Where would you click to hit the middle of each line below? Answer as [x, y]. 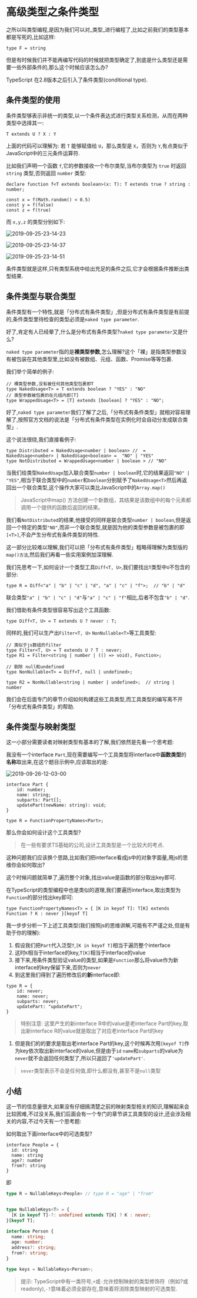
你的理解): [29, 933]
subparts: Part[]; [39, 800]
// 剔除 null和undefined [35, 667]
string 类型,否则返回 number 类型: [46, 173]
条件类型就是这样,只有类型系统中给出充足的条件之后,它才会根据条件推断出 [95, 269]
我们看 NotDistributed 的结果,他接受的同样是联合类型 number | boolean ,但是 [96, 519]
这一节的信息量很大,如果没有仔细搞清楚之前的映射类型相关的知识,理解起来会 [98, 1107]
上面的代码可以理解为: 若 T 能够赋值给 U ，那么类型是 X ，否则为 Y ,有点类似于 [97, 146]
